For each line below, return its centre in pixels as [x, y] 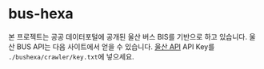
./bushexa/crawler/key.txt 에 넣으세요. [71, 56]
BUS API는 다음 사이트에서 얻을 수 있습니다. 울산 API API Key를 [116, 46]
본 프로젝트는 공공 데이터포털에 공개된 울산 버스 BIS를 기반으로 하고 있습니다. [128, 36]
